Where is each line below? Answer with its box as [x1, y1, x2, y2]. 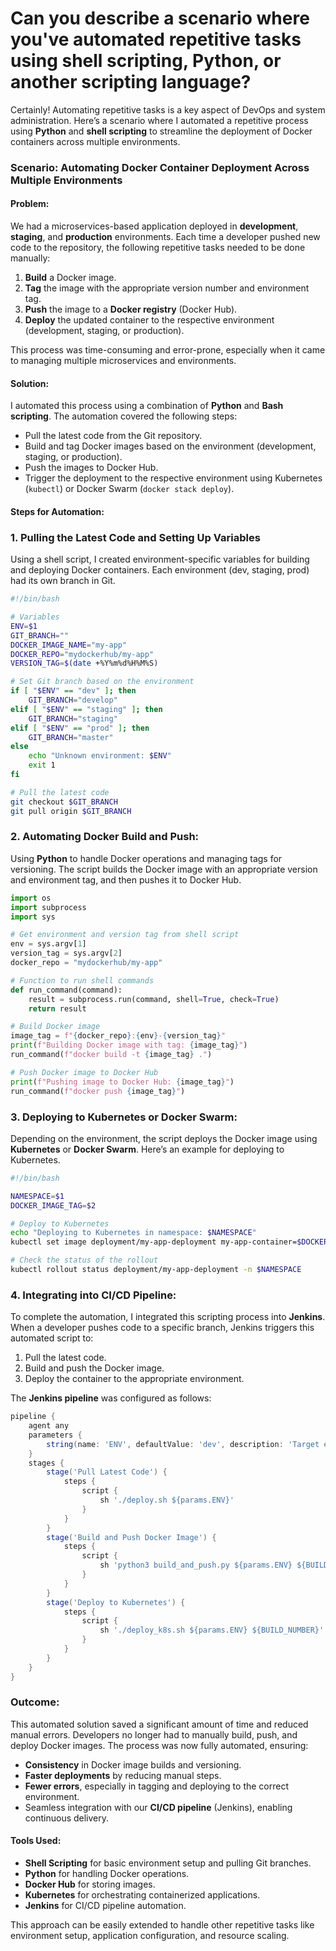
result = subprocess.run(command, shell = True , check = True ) [28, 994, 280, 1004]
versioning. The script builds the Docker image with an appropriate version [10, 863, 318, 875]
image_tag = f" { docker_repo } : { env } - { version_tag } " [10, 1031, 226, 1041]
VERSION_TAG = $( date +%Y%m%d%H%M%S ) [10, 658, 159, 669]
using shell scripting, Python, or [10, 50, 282, 72]
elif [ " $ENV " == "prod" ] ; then [10, 723, 150, 733]
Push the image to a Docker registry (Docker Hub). [24, 303, 238, 316]
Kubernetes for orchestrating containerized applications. [24, 1889, 261, 1901]
